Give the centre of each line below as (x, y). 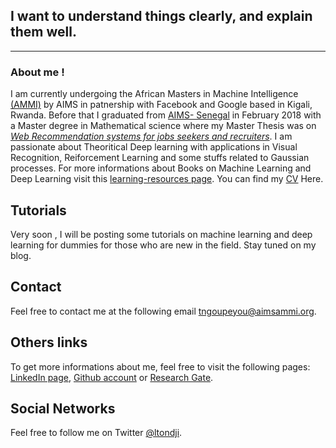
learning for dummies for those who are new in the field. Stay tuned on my (163, 245)
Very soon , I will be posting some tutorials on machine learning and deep (161, 234)
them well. (43, 32)
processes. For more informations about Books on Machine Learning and (161, 168)
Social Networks (63, 408)
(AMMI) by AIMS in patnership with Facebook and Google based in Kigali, (161, 105)
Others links (49, 342)
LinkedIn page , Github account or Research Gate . (112, 377)
